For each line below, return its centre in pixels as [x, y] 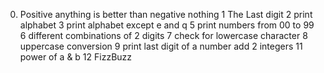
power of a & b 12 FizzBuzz [76, 57]
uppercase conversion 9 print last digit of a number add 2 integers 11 [161, 46]
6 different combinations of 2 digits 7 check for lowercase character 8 [163, 35]
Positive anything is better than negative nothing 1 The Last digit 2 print [166, 14]
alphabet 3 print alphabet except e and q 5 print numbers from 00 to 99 [167, 25]
